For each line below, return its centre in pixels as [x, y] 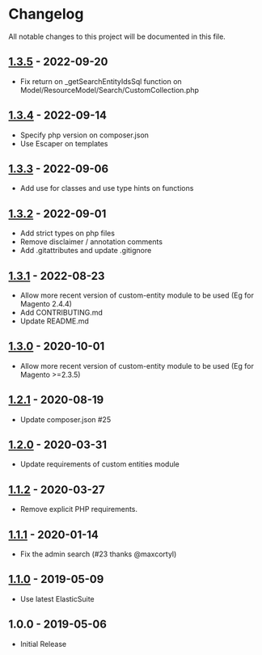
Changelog [46, 14]
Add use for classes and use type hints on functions [107, 188]
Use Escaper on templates [64, 143]
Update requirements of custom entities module [100, 464]
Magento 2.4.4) [46, 304]
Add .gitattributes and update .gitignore [86, 251]
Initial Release [43, 644]
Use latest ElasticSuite [57, 598]
